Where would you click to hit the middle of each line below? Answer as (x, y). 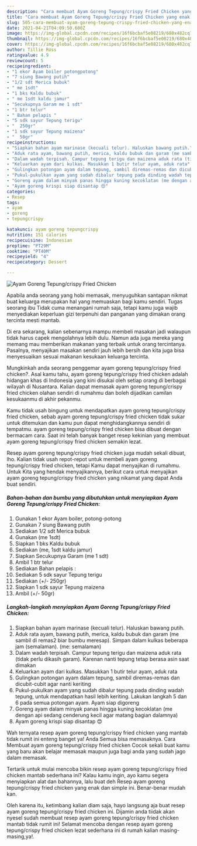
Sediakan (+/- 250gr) (41, 581)
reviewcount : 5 (25, 60)
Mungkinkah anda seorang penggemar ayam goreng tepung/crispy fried (94, 368)
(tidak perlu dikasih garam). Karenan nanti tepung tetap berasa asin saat (102, 659)
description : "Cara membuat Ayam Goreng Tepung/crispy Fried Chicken (93, 11)
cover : (15, 45)
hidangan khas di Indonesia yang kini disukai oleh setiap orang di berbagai (96, 380)
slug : (13, 22)
